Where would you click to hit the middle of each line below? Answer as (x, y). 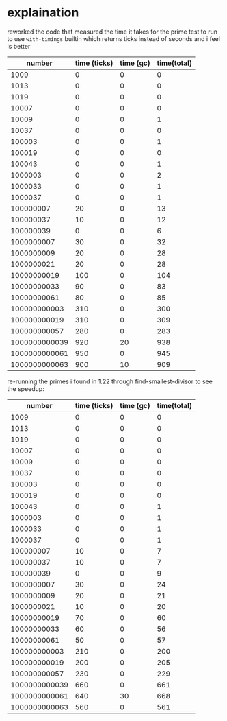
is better (19, 46)
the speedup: (26, 388)
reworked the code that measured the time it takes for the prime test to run (112, 32)
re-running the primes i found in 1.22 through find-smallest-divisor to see (110, 381)
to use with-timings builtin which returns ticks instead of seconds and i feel (114, 38)
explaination (43, 13)
